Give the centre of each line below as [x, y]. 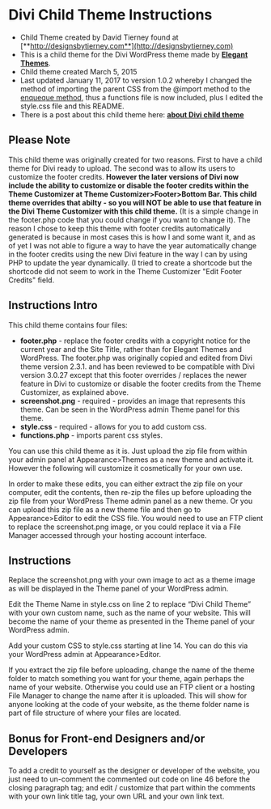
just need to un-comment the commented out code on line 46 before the [129, 779]
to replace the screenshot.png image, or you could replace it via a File [125, 527]
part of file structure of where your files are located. [95, 713]
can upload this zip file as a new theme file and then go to [105, 509]
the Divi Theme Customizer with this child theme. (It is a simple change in [133, 211]
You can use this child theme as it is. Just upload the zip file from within [128, 451]
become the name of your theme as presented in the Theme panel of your [131, 621]
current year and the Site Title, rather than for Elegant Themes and [131, 349]
